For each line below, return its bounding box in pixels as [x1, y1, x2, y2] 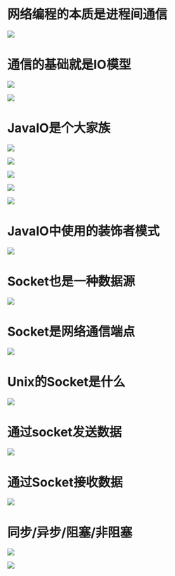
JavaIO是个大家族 [7, 121, 111, 136]
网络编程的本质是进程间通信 [7, 6, 168, 23]
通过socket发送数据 [7, 424, 122, 440]
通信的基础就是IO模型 [7, 57, 131, 73]
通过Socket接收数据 [7, 474, 123, 490]
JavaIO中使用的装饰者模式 [7, 223, 160, 239]
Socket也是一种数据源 [7, 273, 136, 289]
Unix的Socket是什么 [7, 374, 126, 390]
